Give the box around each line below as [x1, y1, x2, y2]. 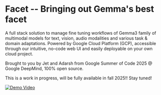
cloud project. [5, 50, 33, 57]
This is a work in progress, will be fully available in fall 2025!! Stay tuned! [5, 75, 152, 81]
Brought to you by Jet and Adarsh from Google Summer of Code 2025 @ [5, 60, 153, 66]
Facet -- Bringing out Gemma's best [5, 3, 154, 15]
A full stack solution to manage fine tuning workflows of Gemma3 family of [5, 30, 156, 36]
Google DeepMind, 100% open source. [5, 65, 83, 71]
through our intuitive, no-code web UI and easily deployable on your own [5, 46, 153, 51]
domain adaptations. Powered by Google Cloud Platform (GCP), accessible [5, 40, 156, 46]
